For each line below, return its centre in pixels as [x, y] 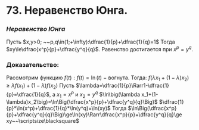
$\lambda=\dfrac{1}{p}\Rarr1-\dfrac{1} [122, 86]
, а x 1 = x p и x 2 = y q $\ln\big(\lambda [95, 95]
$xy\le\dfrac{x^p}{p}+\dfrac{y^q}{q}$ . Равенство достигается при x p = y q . [100, 49]
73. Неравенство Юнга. [67, 10]
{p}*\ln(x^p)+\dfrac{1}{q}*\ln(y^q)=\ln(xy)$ [59, 109]
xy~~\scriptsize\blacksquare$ [43, 121]
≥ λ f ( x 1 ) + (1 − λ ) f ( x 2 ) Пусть [41, 86]
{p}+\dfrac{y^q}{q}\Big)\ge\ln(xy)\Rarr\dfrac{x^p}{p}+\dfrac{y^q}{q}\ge [94, 114]
